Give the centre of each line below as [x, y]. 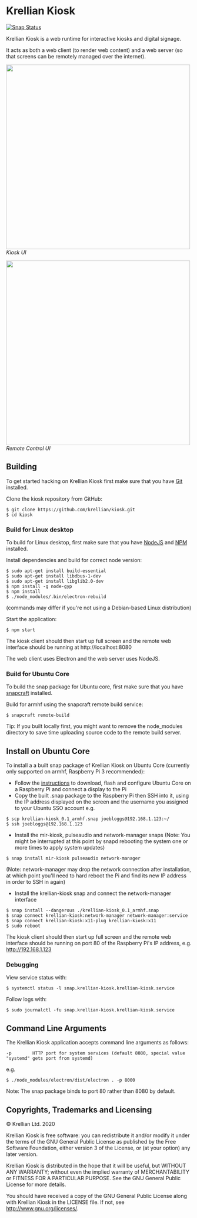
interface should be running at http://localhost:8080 [69, 647]
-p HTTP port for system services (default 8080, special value [96, 1053]
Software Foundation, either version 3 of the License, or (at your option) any [98, 1148]
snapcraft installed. [29, 693]
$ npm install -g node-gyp [39, 587]
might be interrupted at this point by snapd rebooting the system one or [101, 841]
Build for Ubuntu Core [38, 674]
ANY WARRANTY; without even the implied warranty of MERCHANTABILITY [98, 1172]
